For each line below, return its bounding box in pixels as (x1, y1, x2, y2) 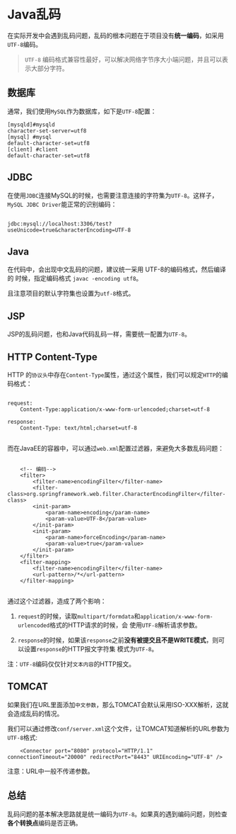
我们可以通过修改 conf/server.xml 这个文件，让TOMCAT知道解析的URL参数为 (7, 724, 230, 733)
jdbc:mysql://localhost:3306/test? (7, 220, 112, 227)
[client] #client (7, 146, 59, 153)
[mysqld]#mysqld (7, 121, 55, 128)
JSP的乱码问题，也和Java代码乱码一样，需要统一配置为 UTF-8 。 (7, 330, 191, 339)
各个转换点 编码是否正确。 (7, 818, 82, 827)
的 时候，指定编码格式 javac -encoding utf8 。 (7, 274, 143, 283)
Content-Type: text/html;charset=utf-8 (20, 424, 138, 432)
